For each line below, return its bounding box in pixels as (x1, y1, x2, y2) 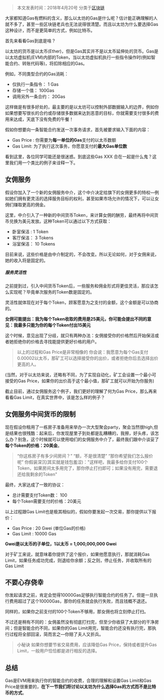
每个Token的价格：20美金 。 (5, 442, 62, 448)
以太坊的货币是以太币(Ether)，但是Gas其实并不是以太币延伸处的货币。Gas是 (5, 49, 159, 54)
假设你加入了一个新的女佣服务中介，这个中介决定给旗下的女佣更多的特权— (5, 189, 155, 195)
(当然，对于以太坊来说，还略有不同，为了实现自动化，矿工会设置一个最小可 (5, 372, 157, 377)
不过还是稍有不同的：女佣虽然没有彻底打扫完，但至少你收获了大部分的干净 (5, 619, 155, 625)
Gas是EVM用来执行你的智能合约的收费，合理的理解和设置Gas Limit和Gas (5, 677, 152, 683)
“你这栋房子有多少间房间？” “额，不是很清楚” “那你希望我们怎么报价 (17, 453, 153, 459)
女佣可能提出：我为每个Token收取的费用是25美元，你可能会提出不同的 (5, 316, 147, 322)
